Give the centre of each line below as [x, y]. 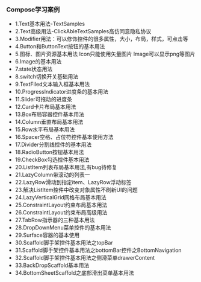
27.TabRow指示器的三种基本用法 [55, 220]
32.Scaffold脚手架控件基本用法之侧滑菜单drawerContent [85, 258]
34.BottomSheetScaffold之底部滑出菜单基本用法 [74, 273]
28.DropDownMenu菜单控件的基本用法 [63, 228]
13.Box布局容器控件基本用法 [49, 114]
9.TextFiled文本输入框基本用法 [52, 84]
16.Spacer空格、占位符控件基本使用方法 [64, 137]
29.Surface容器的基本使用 [47, 235]
